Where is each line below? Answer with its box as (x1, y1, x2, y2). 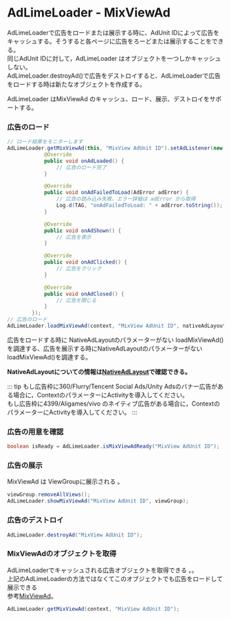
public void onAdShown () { (43, 227, 122, 234)
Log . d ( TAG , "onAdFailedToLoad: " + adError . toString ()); (56, 202, 223, 209)
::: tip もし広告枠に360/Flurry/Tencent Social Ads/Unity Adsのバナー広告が (7, 382, 218, 390)
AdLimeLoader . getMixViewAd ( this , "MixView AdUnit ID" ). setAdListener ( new (7, 145, 223, 152)
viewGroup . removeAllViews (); (7, 491, 91, 499)
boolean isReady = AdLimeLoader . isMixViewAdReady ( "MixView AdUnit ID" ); (7, 443, 220, 450)
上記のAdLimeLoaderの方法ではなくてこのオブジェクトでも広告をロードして (7, 574, 223, 583)
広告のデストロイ (7, 515, 64, 525)
